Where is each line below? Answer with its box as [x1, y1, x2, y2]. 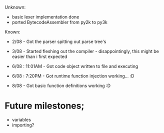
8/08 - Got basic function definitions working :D [11, 82, 111, 88]
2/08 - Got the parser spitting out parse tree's [11, 38, 106, 44]
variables [11, 116, 31, 122]
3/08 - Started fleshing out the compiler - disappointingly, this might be [11, 48, 159, 54]
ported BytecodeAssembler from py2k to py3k [11, 19, 108, 25]
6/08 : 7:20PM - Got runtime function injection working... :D [11, 73, 134, 79]
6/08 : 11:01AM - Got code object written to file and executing [11, 63, 138, 69]
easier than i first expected [11, 53, 67, 59]
